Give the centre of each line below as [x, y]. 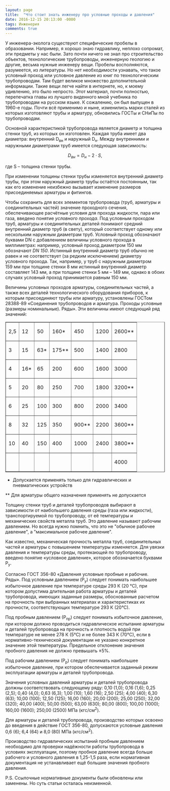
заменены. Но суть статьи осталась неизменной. [59, 783]
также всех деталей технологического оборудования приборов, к [77, 293]
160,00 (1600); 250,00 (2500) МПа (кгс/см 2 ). [53, 710]
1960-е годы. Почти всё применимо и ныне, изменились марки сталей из [85, 108]
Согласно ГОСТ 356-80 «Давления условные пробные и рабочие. [77, 574]
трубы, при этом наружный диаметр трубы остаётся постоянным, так [81, 181]
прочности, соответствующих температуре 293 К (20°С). [68, 607]
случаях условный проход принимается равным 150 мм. [67, 277]
